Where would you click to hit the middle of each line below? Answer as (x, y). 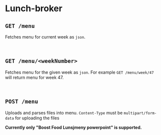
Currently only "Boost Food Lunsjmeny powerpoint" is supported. (73, 127)
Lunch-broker (34, 9)
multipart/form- (140, 113)
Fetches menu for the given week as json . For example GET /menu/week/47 (80, 72)
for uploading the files (37, 118)
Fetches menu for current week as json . (45, 37)
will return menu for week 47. (34, 77)
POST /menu (22, 102)
